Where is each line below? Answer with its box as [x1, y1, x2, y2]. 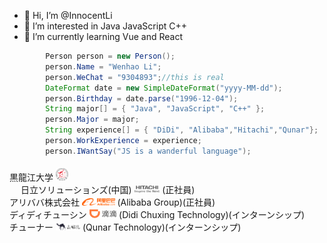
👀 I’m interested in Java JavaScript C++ [23, 20, 187, 32]
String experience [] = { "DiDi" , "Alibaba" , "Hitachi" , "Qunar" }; [45, 125, 319, 135]
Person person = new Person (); [45, 51, 176, 61]
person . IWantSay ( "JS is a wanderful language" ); [45, 146, 252, 156]
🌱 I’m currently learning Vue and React [23, 31, 184, 42]
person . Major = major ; [45, 115, 140, 125]
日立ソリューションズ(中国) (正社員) [20, 183, 196, 195]
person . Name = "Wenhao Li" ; [45, 61, 162, 72]
